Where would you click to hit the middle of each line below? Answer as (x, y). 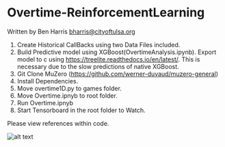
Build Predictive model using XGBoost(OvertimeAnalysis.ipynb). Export (117, 52)
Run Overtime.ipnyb (45, 103)
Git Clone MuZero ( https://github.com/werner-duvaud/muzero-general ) (118, 74)
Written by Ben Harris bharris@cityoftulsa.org (71, 31)
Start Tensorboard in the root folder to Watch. (81, 110)
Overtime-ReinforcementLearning (106, 13)
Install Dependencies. (48, 81)
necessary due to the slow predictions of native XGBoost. (98, 66)
